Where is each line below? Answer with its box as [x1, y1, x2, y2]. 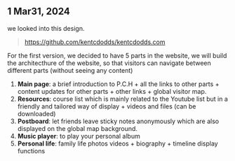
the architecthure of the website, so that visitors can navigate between [7, 59, 212, 67]
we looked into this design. [7, 24, 85, 32]
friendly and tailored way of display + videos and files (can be [17, 101, 196, 111]
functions [17, 146, 46, 155]
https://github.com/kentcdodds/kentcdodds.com [24, 38, 166, 46]
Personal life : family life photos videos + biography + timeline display [17, 139, 219, 148]
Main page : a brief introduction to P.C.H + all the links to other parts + [17, 80, 220, 88]
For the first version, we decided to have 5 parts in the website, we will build [7, 51, 227, 59]
